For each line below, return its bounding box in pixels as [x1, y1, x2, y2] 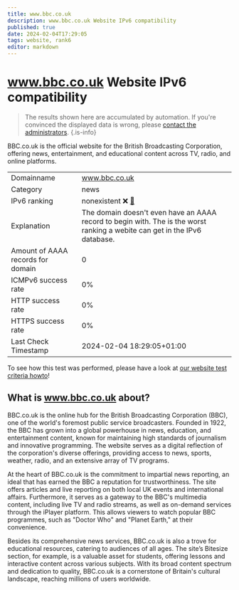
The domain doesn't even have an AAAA [81, 207, 217, 217]
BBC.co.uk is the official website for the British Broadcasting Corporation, [7, 142, 223, 150]
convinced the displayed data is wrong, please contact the [24, 120, 197, 129]
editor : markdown [7, 43, 59, 51]
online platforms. [7, 157, 57, 165]
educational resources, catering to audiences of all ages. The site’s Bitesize [7, 544, 228, 552]
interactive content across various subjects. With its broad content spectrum [7, 559, 232, 568]
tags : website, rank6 [7, 37, 72, 44]
